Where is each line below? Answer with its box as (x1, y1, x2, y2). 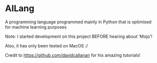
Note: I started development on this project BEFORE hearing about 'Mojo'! (5, 33, 153, 39)
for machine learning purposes (5, 24, 67, 30)
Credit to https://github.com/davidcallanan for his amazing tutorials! (5, 52, 141, 58)
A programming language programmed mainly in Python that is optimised (5, 19, 152, 25)
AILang (5, 3, 35, 14)
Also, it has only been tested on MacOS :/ (5, 43, 88, 48)
